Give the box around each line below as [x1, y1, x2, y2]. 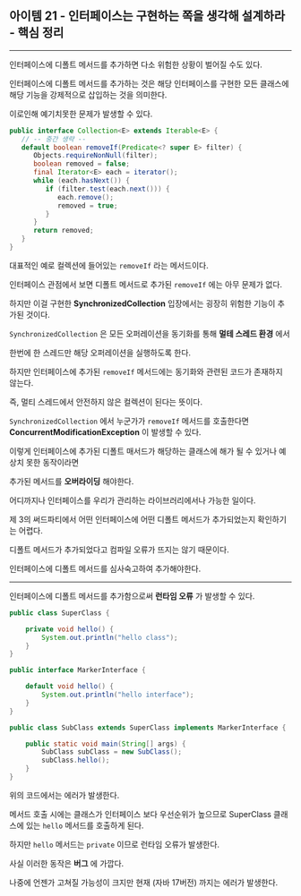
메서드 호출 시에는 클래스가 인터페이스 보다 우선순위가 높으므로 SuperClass [9, 808, 271, 819]
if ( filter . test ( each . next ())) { [45, 184, 170, 193]
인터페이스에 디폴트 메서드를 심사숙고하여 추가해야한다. [9, 563, 202, 574]
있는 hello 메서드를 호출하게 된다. [25, 820, 144, 831]
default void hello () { [25, 682, 115, 691]
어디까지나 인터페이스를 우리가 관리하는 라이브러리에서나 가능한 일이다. [9, 495, 256, 506]
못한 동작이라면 [25, 457, 79, 467]
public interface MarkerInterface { [9, 666, 146, 675]
